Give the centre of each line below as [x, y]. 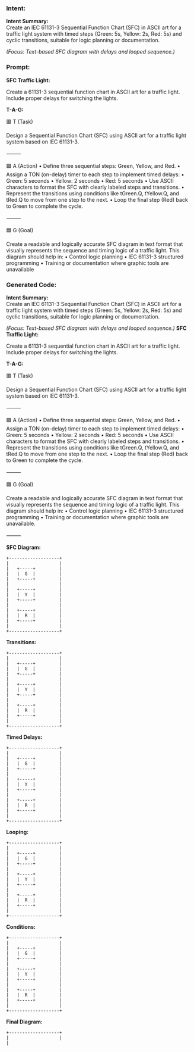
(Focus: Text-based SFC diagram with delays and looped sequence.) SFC [96, 328]
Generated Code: [31, 285]
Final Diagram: [24, 1022]
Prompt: [18, 67]
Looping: [17, 832]
